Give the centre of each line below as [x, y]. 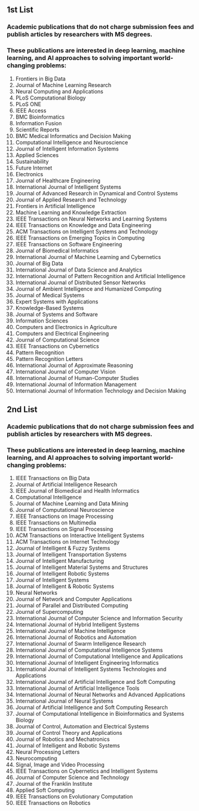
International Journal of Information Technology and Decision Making [101, 391]
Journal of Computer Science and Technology [72, 777]
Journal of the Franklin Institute [54, 784]
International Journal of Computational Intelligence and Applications [99, 656]
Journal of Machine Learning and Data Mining [72, 504]
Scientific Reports [37, 129]
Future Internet [34, 168]
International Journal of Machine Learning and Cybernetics [88, 257]
